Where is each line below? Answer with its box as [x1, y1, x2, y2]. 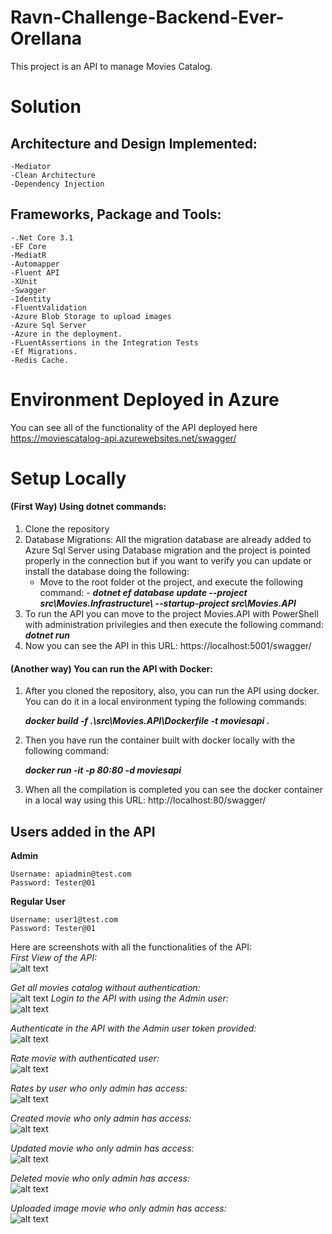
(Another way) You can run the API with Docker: [10, 662, 213, 675]
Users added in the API [10, 823, 156, 840]
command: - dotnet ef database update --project [39, 587, 248, 599]
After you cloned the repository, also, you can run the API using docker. [24, 685, 320, 697]
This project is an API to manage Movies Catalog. [10, 60, 213, 72]
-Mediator [10, 161, 52, 171]
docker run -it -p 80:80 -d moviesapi [24, 764, 182, 776]
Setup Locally [10, 467, 127, 490]
